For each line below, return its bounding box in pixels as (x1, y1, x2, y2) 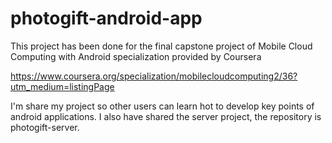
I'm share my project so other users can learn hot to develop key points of (10, 100, 315, 112)
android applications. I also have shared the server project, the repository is (10, 110, 322, 122)
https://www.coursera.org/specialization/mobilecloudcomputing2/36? (10, 70, 298, 82)
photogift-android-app (10, 7, 203, 30)
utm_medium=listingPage (10, 80, 115, 92)
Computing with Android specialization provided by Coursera (10, 50, 262, 62)
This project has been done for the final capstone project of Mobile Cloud (10, 40, 313, 52)
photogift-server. (10, 121, 80, 133)
